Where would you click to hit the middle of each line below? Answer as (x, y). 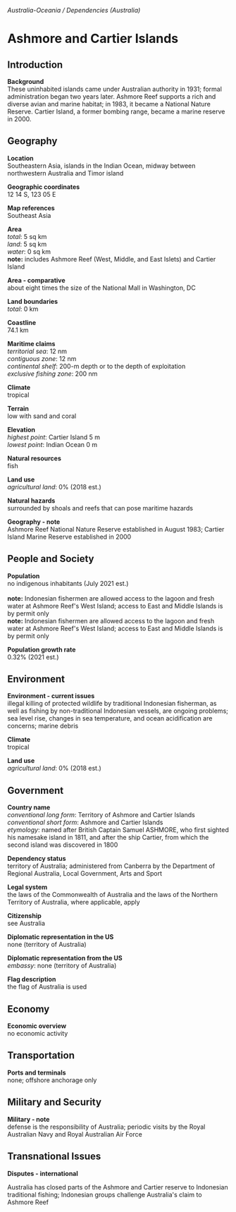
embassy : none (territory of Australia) (62, 966)
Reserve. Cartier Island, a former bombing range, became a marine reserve (116, 111)
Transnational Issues (54, 1157)
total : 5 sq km (27, 236)
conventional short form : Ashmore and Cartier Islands (85, 822)
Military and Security (55, 1102)
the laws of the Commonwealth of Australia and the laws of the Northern (113, 895)
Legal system (27, 887)
